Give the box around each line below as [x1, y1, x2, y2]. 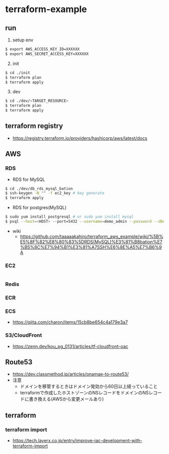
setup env [12, 37, 34, 43]
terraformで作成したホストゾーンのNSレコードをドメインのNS [20, 390, 149, 396]
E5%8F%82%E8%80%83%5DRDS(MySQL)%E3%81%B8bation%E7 [20, 238, 162, 245]
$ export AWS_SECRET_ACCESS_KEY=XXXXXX [5, 51, 89, 56]
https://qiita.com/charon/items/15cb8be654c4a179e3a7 [12, 319, 128, 326]
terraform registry [5, 122, 63, 131]
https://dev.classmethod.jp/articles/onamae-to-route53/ [12, 371, 129, 377]
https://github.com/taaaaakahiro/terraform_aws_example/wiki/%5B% [20, 233, 163, 239]
